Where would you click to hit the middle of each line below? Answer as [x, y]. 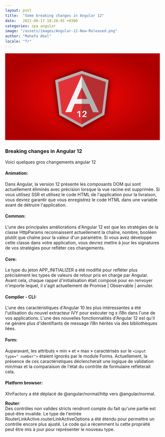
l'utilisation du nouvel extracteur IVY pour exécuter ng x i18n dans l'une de [80, 313]
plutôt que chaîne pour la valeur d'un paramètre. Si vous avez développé [79, 237]
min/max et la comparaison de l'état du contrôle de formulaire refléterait [78, 366]
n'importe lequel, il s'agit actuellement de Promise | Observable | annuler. [79, 286]
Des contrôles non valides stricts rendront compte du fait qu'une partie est [81, 408]
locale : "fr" [18, 42]
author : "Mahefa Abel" [28, 36]
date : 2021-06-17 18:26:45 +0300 [41, 21]
